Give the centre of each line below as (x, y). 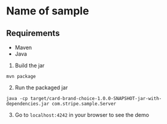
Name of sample (48, 11)
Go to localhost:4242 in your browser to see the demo (82, 115)
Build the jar (30, 65)
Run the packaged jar (41, 87)
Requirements (33, 33)
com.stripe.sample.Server (84, 104)
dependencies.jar (28, 104)
